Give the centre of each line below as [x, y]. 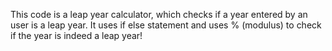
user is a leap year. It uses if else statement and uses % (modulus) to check [166, 25]
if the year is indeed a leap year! [76, 35]
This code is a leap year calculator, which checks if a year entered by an [159, 14]
